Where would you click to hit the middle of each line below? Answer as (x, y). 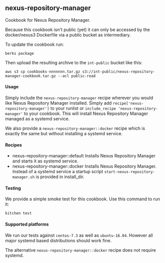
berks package (20, 53)
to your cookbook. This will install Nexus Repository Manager (86, 113)
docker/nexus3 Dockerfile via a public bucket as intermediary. (68, 35)
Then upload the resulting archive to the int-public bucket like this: (74, 62)
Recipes (14, 145)
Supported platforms (27, 225)
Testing (13, 188)
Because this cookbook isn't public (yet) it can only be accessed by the (78, 30)
